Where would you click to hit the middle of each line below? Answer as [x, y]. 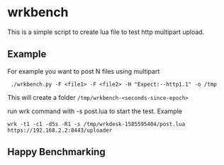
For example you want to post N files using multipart [84, 71]
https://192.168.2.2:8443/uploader [60, 130]
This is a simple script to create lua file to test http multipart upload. [106, 32]
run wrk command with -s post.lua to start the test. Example [95, 111]
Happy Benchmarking [56, 152]
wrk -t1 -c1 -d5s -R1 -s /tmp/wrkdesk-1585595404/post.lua [96, 124]
